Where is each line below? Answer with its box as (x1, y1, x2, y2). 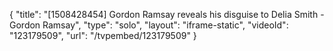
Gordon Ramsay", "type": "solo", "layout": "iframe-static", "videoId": (9, 19, 289, 31)
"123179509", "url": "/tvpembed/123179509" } (9, 30, 197, 41)
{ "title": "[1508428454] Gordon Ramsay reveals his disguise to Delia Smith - (9, 9, 325, 20)
